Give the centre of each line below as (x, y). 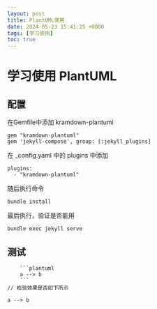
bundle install (29, 202)
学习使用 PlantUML (62, 76)
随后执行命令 (25, 188)
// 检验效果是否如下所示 (38, 288)
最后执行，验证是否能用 (41, 216)
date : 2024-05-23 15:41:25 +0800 (56, 27)
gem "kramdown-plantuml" (43, 136)
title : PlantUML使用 (36, 20)
